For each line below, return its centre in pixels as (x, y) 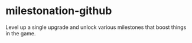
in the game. (21, 33)
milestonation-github (59, 11)
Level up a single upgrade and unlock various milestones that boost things (96, 27)
